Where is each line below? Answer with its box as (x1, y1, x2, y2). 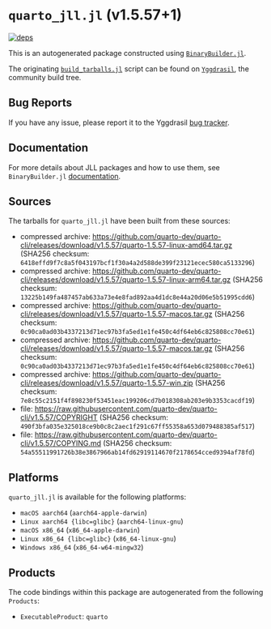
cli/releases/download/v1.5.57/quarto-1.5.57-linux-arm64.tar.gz (19, 275, 231, 285)
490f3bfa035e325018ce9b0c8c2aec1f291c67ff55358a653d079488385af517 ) (19, 421, 256, 431)
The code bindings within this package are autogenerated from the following (8, 588, 264, 597)
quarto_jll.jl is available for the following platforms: (8, 492, 187, 502)
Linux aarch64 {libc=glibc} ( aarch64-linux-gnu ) (19, 516, 184, 526)
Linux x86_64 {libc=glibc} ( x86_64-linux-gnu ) (19, 533, 176, 544)
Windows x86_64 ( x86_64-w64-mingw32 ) (19, 542, 144, 552)
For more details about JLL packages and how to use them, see (8, 162, 221, 172)
